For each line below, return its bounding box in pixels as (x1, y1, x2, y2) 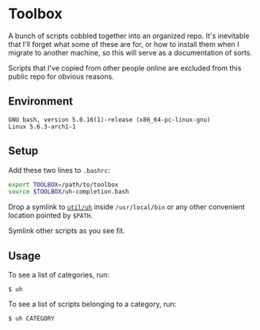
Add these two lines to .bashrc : (8, 165, 111, 175)
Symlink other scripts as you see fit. (8, 226, 125, 236)
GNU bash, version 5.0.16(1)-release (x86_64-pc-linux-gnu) (8, 116, 212, 124)
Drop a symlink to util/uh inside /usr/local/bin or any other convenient (8, 202, 246, 212)
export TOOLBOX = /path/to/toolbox (8, 180, 119, 189)
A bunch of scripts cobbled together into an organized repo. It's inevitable (8, 31, 250, 40)
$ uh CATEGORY (8, 315, 55, 323)
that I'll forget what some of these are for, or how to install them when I (8, 39, 239, 48)
